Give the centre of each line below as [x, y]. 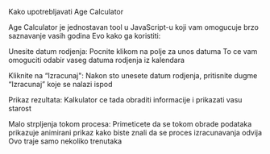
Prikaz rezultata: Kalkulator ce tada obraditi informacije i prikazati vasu [125, 100]
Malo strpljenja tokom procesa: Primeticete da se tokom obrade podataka [130, 124]
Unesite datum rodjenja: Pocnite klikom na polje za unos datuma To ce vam [133, 51]
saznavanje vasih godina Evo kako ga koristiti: [85, 36]
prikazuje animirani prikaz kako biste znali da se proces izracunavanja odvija [135, 133]
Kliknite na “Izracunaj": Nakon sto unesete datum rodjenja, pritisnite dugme [133, 75]
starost [20, 108]
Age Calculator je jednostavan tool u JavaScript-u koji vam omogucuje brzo [134, 27]
